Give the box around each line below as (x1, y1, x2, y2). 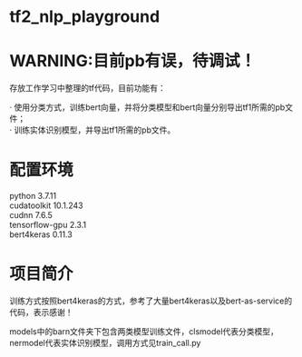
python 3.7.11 (9, 191, 57, 202)
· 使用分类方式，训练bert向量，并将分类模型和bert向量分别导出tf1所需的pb (9, 102, 286, 113)
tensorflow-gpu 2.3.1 (9, 220, 87, 231)
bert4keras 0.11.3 (9, 229, 73, 240)
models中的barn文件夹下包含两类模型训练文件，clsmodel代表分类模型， (9, 326, 279, 337)
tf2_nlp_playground (9, 6, 161, 27)
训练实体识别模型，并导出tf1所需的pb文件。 (13, 124, 176, 135)
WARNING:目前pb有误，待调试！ (9, 51, 257, 72)
